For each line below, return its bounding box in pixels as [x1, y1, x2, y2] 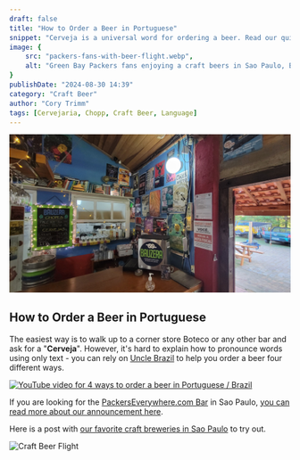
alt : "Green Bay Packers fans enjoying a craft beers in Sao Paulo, [25, 62, 286, 70]
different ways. [9, 362, 64, 373]
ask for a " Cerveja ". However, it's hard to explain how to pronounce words [9, 343, 283, 354]
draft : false [9, 14, 58, 23]
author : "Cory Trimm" [9, 99, 90, 108]
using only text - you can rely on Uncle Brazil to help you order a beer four [9, 352, 283, 363]
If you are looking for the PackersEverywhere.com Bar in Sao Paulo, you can [9, 397, 290, 407]
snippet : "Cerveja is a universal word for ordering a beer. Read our [9, 33, 278, 42]
